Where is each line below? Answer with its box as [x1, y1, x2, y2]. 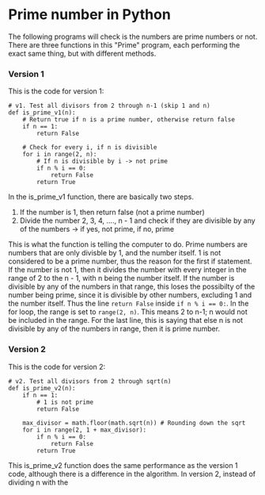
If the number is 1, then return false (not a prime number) [19, 208, 206, 217]
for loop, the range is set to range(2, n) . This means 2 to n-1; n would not [8, 307, 248, 317]
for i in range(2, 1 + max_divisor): [22, 426, 147, 434]
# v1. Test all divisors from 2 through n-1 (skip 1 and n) [8, 102, 211, 110]
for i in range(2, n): [22, 151, 97, 159]
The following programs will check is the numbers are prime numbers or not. [8, 32, 258, 41]
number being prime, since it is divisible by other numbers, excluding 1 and [8, 290, 252, 300]
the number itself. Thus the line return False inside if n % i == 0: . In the [8, 299, 249, 309]
